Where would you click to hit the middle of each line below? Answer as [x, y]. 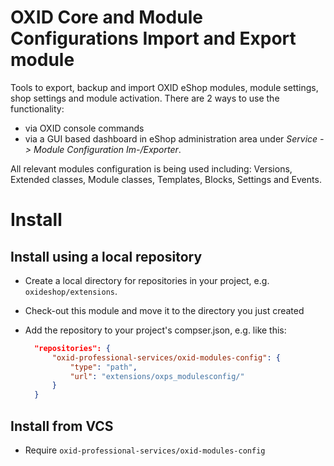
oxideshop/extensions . [71, 291]
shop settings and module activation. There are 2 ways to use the [145, 98]
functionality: [37, 108]
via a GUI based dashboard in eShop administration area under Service [171, 138]
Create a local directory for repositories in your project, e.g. [147, 280]
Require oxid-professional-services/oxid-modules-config [145, 450]
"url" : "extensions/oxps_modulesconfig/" [157, 376]
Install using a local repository [106, 256]
